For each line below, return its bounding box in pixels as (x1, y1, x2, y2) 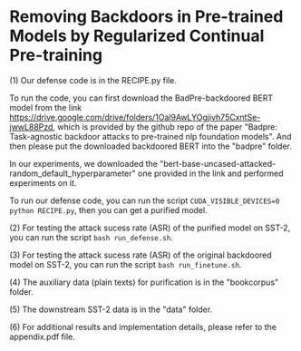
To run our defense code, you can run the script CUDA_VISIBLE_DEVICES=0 (9, 195, 280, 206)
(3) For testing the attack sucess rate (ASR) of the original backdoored (9, 249, 272, 260)
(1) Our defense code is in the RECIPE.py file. (9, 74, 177, 85)
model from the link (9, 102, 83, 112)
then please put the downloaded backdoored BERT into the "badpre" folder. (9, 141, 293, 151)
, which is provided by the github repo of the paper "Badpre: (53, 121, 278, 132)
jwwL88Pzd (9, 121, 53, 132)
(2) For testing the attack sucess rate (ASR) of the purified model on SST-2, (9, 222, 291, 233)
